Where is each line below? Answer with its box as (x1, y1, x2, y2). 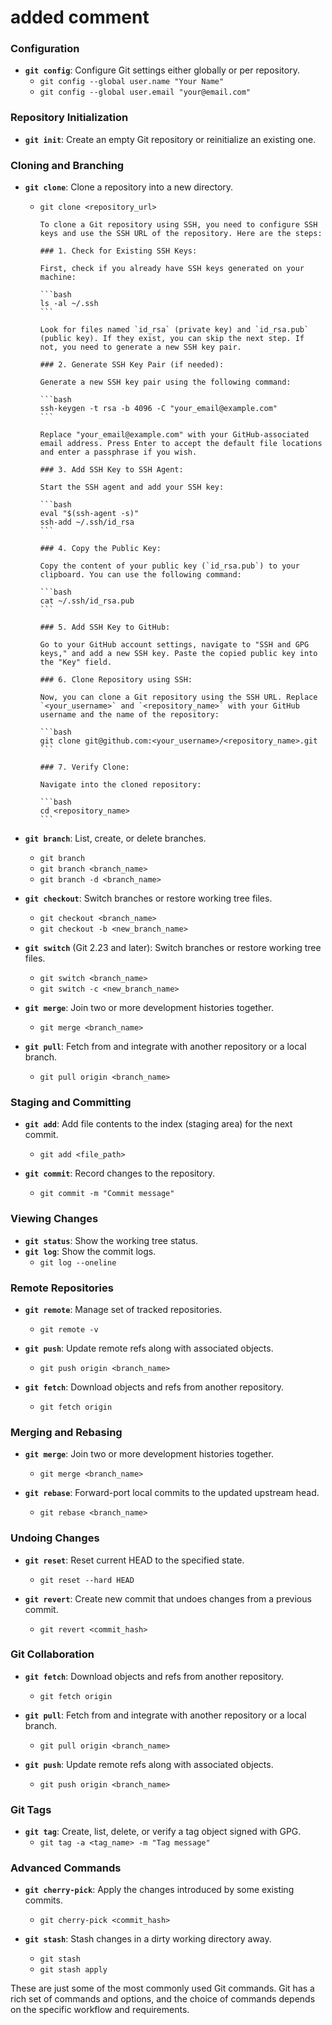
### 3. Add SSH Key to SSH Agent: (39, 465, 184, 475)
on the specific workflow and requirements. (10, 2004, 190, 2016)
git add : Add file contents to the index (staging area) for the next (24, 1118, 293, 1130)
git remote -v (39, 1324, 99, 1335)
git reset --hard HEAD (39, 1575, 135, 1585)
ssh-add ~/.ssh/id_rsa (39, 517, 135, 528)
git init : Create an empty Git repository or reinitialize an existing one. (24, 133, 317, 145)
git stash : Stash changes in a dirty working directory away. (24, 1933, 272, 1945)
